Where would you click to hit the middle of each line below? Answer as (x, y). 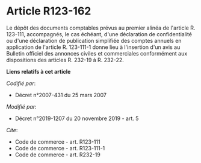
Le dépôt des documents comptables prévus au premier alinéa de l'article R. (101, 28)
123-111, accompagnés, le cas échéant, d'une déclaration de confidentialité (99, 34)
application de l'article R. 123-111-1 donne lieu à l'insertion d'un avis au (93, 47)
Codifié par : (21, 83)
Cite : (12, 130)
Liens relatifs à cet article (39, 71)
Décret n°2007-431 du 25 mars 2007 (61, 95)
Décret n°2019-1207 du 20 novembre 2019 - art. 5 (77, 118)
